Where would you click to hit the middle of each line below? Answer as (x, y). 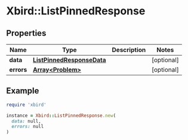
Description (129, 50)
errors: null (28, 127)
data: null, (27, 121)
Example (23, 91)
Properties (26, 33)
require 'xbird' (26, 105)
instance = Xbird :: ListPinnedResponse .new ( (61, 115)
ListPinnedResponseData (69, 60)
